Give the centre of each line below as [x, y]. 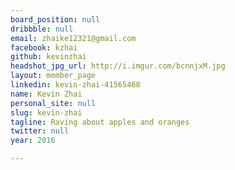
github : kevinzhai [48, 57]
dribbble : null [42, 29]
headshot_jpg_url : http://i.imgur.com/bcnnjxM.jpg [118, 66]
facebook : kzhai [44, 47]
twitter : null [40, 131]
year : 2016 [33, 141]
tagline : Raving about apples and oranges [100, 122]
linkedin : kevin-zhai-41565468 [75, 85]
